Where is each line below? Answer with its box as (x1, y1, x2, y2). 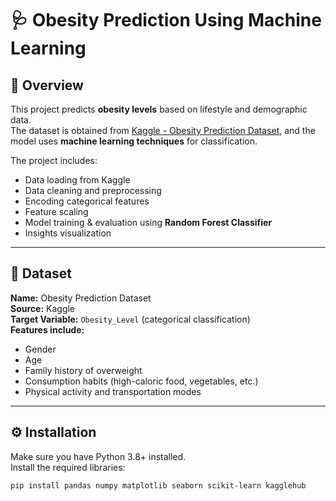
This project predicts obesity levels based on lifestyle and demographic (10, 103, 308, 115)
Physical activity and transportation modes (24, 385, 202, 397)
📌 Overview (10, 77, 84, 94)
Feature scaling (24, 206, 89, 217)
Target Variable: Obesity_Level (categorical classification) (10, 313, 251, 325)
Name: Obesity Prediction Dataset (10, 292, 152, 304)
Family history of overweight (24, 364, 143, 376)
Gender (24, 343, 57, 355)
